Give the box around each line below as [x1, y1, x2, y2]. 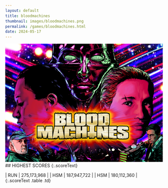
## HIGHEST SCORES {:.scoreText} [5, 162, 78, 168]
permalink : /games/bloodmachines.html [5, 24, 86, 29]
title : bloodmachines [5, 13, 50, 18]
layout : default [5, 8, 39, 13]
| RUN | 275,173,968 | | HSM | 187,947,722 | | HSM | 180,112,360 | [5, 172, 137, 178]
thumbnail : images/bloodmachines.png [5, 18, 84, 23]
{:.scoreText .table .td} [5, 177, 51, 183]
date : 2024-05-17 [5, 29, 41, 34]
